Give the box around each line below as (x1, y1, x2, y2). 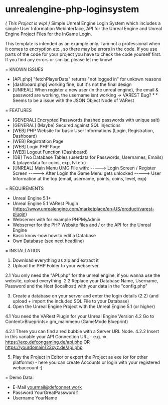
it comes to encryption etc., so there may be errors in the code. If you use (5, 46, 157, 52)
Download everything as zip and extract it (12, 257, 99, 263)
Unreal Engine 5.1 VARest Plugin (12, 200, 79, 207)
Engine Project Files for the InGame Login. (5, 31, 92, 37)
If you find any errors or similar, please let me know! (5, 56, 113, 62)
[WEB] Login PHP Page (12, 143, 61, 149)
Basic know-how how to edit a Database (12, 232, 96, 238)
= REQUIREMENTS (5, 185, 44, 191)
